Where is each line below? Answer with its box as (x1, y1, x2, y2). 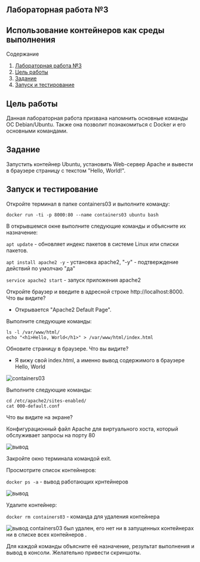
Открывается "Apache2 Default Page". (14, 306, 112, 313)
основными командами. (6, 127, 68, 134)
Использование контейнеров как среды (6, 25, 165, 35)
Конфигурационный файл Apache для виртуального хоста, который (6, 425, 179, 432)
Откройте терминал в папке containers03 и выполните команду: (6, 200, 170, 208)
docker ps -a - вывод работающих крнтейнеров (6, 478, 128, 485)
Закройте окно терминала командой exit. (6, 455, 112, 462)
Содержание (6, 50, 39, 58)
